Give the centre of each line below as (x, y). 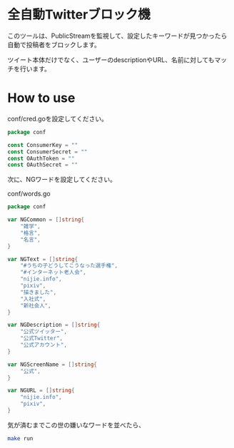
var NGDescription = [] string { (54, 325)
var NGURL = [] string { (41, 391)
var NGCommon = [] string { (46, 220)
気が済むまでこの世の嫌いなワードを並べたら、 (76, 424)
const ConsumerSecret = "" (47, 152)
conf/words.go (29, 194)
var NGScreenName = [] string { (52, 365)
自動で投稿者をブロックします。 (54, 44)
